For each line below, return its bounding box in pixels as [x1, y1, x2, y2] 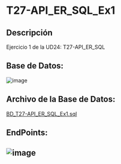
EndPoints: [6, 127, 48, 138]
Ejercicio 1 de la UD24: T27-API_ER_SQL [6, 43, 105, 50]
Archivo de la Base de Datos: [6, 94, 116, 105]
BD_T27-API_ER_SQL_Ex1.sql [6, 110, 77, 117]
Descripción [6, 28, 53, 38]
